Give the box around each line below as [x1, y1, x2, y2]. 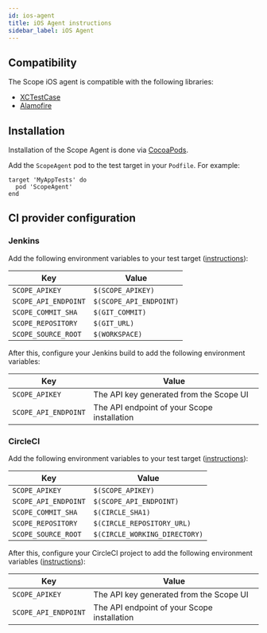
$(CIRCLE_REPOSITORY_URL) [93, 518, 192, 528]
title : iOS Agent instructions [8, 19, 112, 27]
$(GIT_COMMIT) [93, 307, 147, 317]
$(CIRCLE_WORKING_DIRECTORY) [93, 529, 204, 538]
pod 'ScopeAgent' [15, 183, 73, 191]
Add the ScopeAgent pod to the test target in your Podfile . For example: [8, 161, 241, 170]
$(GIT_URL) [93, 318, 135, 327]
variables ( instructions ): [8, 557, 86, 566]
